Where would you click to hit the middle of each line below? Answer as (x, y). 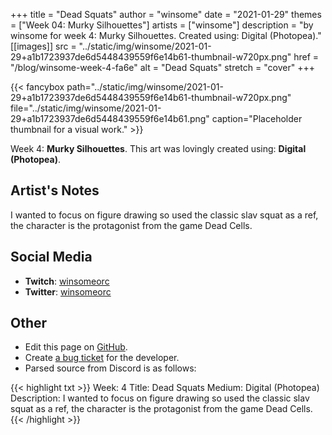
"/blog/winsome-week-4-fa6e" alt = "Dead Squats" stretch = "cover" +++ (162, 67)
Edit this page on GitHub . (76, 347)
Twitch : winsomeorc (67, 281)
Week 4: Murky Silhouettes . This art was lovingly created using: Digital (158, 148)
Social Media (51, 257)
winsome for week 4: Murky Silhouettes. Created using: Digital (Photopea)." (166, 35)
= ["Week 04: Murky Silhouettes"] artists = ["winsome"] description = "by (162, 25)
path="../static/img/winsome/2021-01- (145, 87)
